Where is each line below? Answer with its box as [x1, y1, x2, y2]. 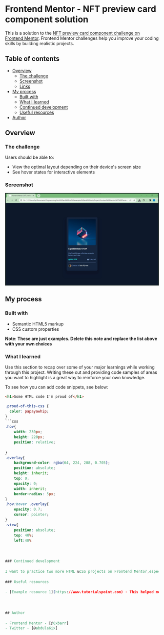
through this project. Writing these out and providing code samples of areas [5, 369, 158, 375]
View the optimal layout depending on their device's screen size [12, 164, 141, 170]
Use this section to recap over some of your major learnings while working [5, 364, 155, 370]
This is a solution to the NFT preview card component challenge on [5, 30, 140, 36]
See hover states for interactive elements [12, 169, 95, 175]
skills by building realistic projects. [5, 40, 74, 46]
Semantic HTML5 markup [12, 321, 64, 327]
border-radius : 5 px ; [14, 491, 56, 496]
